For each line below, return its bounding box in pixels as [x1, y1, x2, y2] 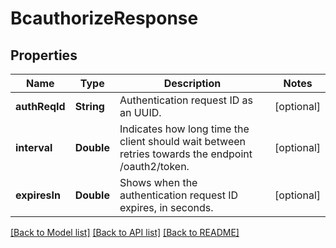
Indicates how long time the [119, 122, 250, 136]
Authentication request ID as [119, 93, 253, 107]
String [74, 100, 105, 113]
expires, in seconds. [119, 201, 214, 214]
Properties [10, 47, 78, 64]
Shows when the [119, 176, 198, 189]
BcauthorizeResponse [10, 7, 199, 30]
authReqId [15, 100, 66, 113]
